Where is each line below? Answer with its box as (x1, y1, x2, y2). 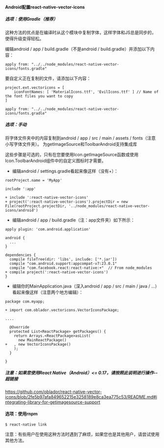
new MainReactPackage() (18, 337, 67, 342)
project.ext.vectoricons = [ (5, 85, 65, 90)
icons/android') (5, 208, 38, 212)
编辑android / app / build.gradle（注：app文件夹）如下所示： (12, 217, 135, 223)
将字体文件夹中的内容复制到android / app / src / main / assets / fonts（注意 (5, 135, 156, 141)
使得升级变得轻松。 (5, 35, 44, 41)
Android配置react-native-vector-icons (5, 4, 85, 10)
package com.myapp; (5, 299, 45, 304)
